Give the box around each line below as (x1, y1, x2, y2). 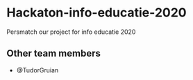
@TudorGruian (16, 66, 59, 74)
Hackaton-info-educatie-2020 (6, 5, 187, 21)
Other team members (6, 48, 101, 59)
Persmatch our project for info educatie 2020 (6, 28, 136, 36)
